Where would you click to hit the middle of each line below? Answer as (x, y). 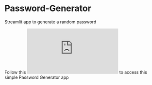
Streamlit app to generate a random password (51, 22)
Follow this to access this (76, 72)
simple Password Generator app (37, 77)
